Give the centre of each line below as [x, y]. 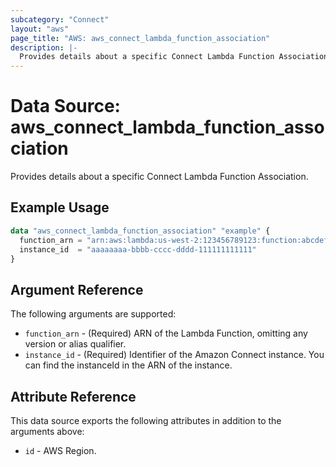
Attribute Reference [73, 396]
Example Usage [60, 207]
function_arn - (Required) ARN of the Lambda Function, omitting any [166, 333]
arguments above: [47, 431]
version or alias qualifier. [75, 344]
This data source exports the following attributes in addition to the [146, 420]
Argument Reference [77, 289]
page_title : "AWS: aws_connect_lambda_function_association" [140, 38]
